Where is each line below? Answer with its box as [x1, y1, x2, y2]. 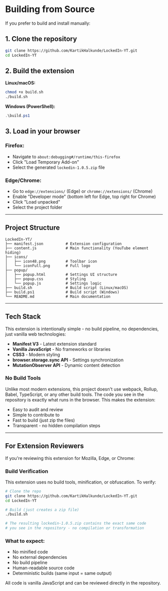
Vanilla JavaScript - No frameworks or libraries [12, 346, 111, 352]
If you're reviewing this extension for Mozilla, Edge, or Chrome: [5, 455, 135, 461]
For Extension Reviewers [5, 442, 84, 450]
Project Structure [5, 224, 60, 232]
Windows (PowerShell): [5, 104, 55, 110]
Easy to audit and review [12, 406, 63, 413]
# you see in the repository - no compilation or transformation [5, 526, 144, 531]
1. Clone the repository [5, 35, 77, 43]
